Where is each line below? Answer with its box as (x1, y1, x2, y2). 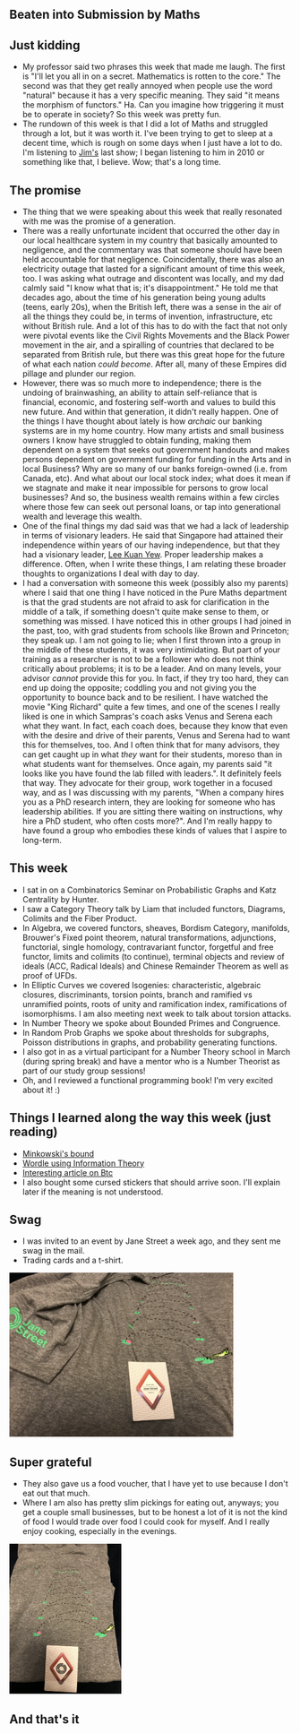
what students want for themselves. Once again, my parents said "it (21, 759, 273, 770)
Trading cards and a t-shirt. (21, 1254, 124, 1266)
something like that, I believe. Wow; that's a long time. (21, 157, 221, 168)
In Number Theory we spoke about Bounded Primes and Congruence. (21, 1017, 280, 1029)
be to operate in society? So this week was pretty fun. (21, 109, 222, 120)
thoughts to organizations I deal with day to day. (21, 568, 200, 579)
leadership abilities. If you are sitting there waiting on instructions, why (21, 806, 284, 817)
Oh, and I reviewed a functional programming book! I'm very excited (21, 1074, 273, 1085)
